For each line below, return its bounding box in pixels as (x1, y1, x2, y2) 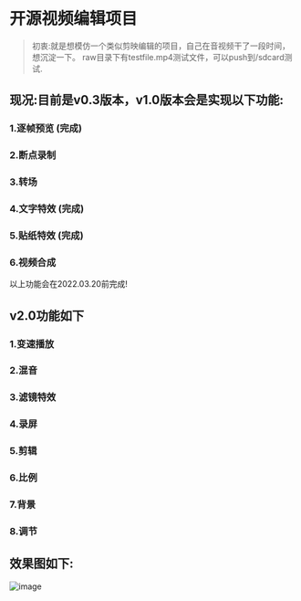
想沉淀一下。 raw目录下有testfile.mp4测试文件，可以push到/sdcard (31, 51, 285, 62)
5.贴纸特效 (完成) (9, 229, 84, 242)
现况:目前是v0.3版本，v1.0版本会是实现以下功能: (9, 92, 285, 108)
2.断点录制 (9, 149, 57, 162)
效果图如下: (9, 556, 75, 572)
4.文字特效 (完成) (9, 203, 85, 216)
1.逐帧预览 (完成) (9, 122, 82, 135)
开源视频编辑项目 (9, 8, 139, 29)
